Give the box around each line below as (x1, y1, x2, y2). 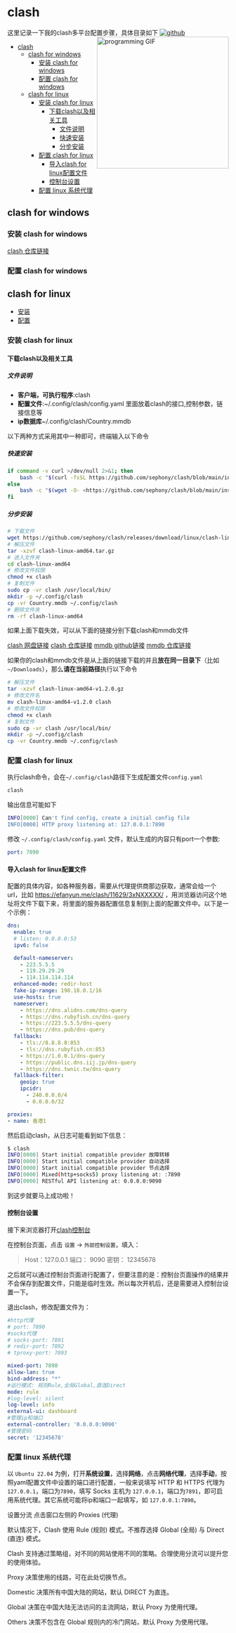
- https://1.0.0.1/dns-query (20, 1052, 105, 1060)
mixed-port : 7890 (7, 1362, 58, 1369)
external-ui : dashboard (7, 1408, 77, 1415)
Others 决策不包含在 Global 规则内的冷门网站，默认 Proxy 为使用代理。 (7, 1618, 212, 1627)
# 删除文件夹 (7, 606, 40, 613)
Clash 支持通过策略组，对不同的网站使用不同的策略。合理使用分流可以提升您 (7, 1549, 229, 1558)
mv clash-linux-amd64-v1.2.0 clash (7, 698, 112, 706)
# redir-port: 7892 (7, 1343, 65, 1350)
